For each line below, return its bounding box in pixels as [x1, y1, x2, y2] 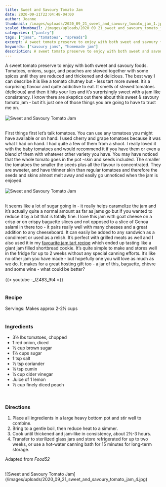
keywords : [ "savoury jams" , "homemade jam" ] [5, 44, 98, 49]
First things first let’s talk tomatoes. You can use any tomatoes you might [5, 130, 153, 136]
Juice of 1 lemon [12, 376, 46, 382]
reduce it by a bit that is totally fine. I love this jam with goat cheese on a [5, 213, 152, 219]
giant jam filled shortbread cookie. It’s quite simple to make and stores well [5, 245, 157, 251]
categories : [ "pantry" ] [5, 30, 54, 35]
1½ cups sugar [12, 350, 42, 356]
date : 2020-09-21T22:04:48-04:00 [5, 12, 74, 17]
